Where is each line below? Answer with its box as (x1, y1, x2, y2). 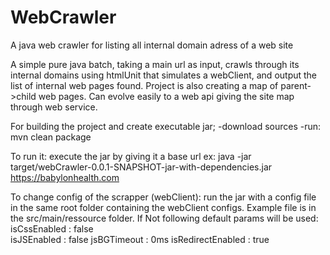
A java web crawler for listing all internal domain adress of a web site (10, 39, 294, 51)
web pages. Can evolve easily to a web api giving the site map (38, 90, 295, 102)
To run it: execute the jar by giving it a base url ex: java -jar (10, 150, 252, 162)
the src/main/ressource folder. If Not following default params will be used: (10, 212, 319, 224)
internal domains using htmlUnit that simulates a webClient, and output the (10, 69, 318, 81)
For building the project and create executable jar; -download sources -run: (10, 120, 322, 132)
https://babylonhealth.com (10, 171, 120, 183)
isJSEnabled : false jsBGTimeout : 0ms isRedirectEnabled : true (10, 233, 270, 245)
